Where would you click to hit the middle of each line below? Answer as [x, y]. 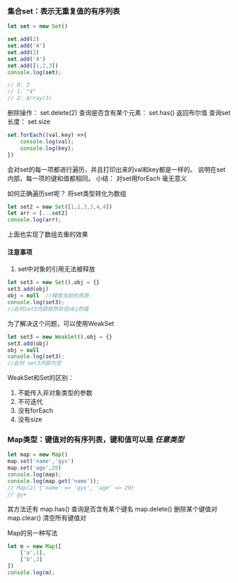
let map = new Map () [38, 455]
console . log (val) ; [47, 141]
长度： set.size [29, 121]
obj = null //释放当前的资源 [48, 296]
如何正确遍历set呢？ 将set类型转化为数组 [67, 193]
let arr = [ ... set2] [38, 213]
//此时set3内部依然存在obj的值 [48, 309]
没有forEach [35, 410]
